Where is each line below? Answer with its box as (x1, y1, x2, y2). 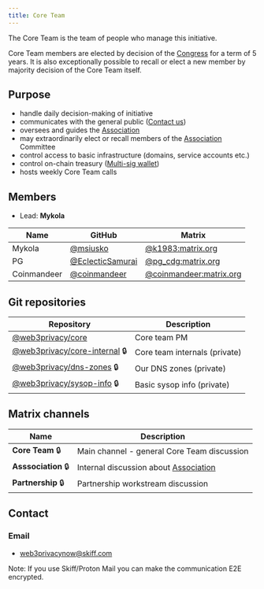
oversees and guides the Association (19, 125, 140, 135)
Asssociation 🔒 (12, 461, 69, 472)
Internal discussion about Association (76, 462, 216, 473)
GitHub (90, 230, 117, 241)
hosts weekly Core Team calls (19, 167, 117, 177)
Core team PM (135, 332, 188, 343)
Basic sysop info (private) (135, 379, 230, 390)
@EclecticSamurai (69, 256, 138, 267)
